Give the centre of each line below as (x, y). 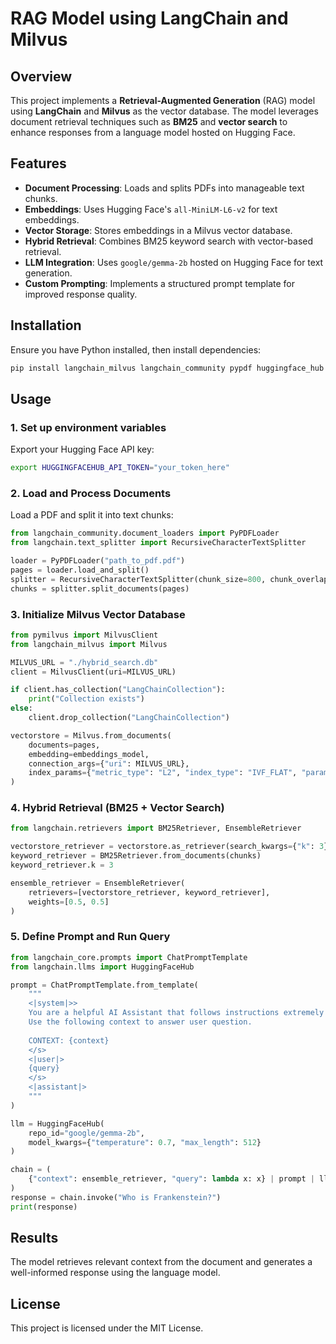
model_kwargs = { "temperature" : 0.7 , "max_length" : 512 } (145, 1142)
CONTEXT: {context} (69, 1040)
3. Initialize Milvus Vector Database (98, 614)
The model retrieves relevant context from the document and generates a (161, 1262)
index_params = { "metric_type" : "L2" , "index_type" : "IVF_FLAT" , (163, 773)
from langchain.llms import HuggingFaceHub (102, 967)
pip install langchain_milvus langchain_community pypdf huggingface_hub (167, 368)
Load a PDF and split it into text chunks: (92, 515)
